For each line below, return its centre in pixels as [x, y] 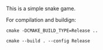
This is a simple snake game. [41, 9]
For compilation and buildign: [41, 20]
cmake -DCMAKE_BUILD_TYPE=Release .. [52, 31]
